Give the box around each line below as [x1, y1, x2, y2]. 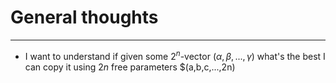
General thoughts [10, 6, 159, 29]
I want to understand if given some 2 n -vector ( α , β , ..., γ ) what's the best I [24, 48, 326, 62]
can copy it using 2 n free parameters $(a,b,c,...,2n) [24, 61, 236, 73]
